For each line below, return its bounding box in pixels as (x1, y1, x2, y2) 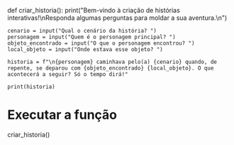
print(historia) (7, 83, 55, 90)
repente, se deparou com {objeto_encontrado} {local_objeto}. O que (7, 65, 214, 72)
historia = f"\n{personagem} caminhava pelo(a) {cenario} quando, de (7, 58, 218, 65)
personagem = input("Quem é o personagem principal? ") (7, 33, 176, 41)
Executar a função (7, 107, 118, 123)
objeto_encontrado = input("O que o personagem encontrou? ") (7, 40, 195, 47)
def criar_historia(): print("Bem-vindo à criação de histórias (7, 6, 181, 14)
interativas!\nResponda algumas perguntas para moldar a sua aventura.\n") (7, 14, 228, 22)
